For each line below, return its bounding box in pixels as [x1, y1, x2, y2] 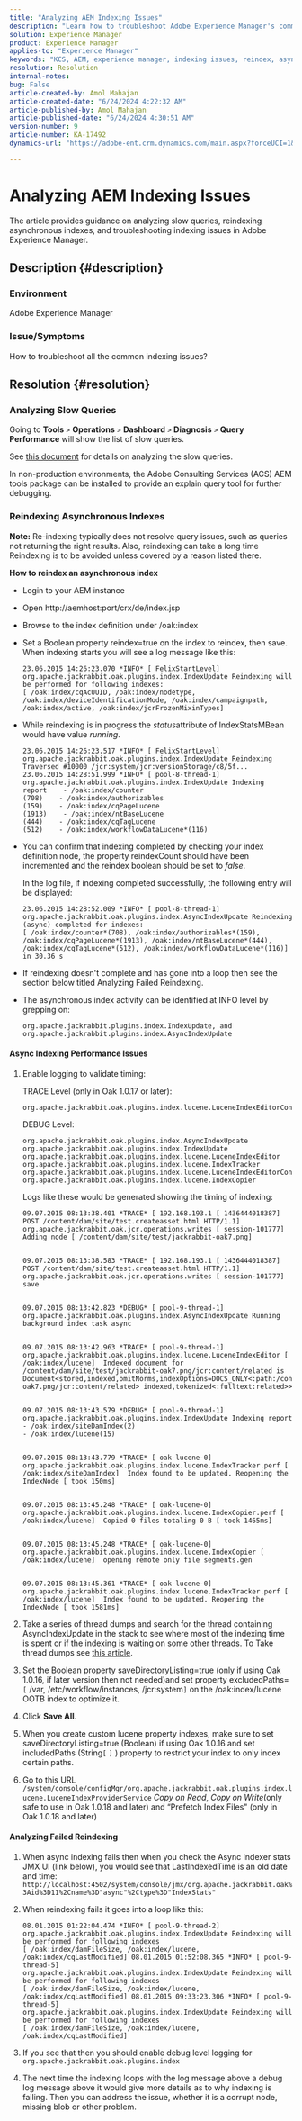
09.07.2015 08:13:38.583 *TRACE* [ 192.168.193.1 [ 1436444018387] [22, 1256, 280, 1265]
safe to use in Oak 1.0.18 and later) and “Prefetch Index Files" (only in [22, 1801, 278, 1812]
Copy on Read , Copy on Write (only [153, 1792, 283, 1802]
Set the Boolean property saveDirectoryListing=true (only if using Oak [22, 1665, 281, 1675]
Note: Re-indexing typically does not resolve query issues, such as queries [9, 530, 288, 541]
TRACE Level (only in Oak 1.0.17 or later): [22, 1086, 173, 1097]
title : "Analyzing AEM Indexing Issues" [9, 13, 164, 23]
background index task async [22, 1319, 132, 1328]
